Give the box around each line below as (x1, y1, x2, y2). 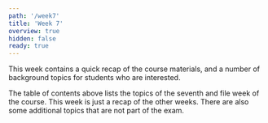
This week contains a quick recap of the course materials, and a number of (8, 64, 261, 74)
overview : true (8, 27, 60, 35)
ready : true (8, 42, 49, 50)
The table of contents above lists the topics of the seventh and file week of (8, 88, 260, 98)
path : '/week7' (8, 11, 60, 20)
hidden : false (8, 34, 57, 43)
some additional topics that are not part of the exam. (8, 106, 185, 116)
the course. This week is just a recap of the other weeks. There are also (8, 97, 249, 107)
